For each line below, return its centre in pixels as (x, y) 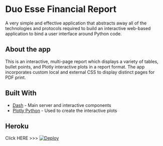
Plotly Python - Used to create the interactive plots (65, 110)
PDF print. (16, 77)
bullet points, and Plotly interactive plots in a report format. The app (75, 66)
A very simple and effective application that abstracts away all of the (76, 23)
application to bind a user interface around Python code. (63, 33)
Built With (21, 93)
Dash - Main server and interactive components (62, 105)
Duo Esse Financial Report (61, 9)
